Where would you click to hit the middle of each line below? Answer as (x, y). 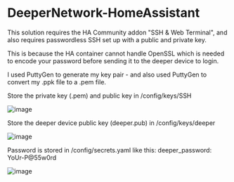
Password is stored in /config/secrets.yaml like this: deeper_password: (110, 150)
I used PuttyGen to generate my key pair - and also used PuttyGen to (107, 74)
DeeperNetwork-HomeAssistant (104, 13)
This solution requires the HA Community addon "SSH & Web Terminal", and (117, 32)
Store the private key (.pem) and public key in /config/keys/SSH (99, 96)
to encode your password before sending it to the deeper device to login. (113, 60)
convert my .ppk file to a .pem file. (57, 82)
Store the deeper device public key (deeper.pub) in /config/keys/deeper (111, 123)
